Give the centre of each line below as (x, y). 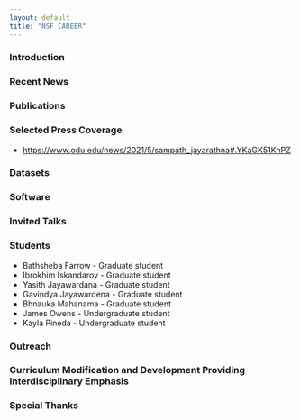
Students (30, 246)
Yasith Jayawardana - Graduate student (96, 284)
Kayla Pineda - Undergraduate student (94, 323)
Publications (37, 106)
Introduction (37, 58)
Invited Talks (38, 222)
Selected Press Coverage (66, 130)
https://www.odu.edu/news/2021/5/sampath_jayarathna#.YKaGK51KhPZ (156, 150)
